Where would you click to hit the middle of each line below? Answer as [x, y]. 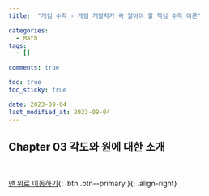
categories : [28, 30]
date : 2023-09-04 [38, 104]
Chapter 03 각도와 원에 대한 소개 [87, 147]
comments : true [34, 68]
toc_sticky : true [38, 90]
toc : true [25, 83]
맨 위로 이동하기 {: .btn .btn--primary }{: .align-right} [93, 184]
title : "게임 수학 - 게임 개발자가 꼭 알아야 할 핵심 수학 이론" [105, 16]
